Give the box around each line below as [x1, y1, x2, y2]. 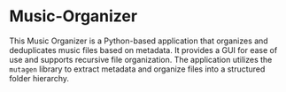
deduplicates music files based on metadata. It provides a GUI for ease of [9, 44, 278, 55]
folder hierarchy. [9, 73, 69, 83]
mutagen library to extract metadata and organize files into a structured [9, 64, 266, 74]
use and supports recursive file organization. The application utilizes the [9, 54, 273, 65]
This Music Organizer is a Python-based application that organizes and [9, 35, 268, 46]
